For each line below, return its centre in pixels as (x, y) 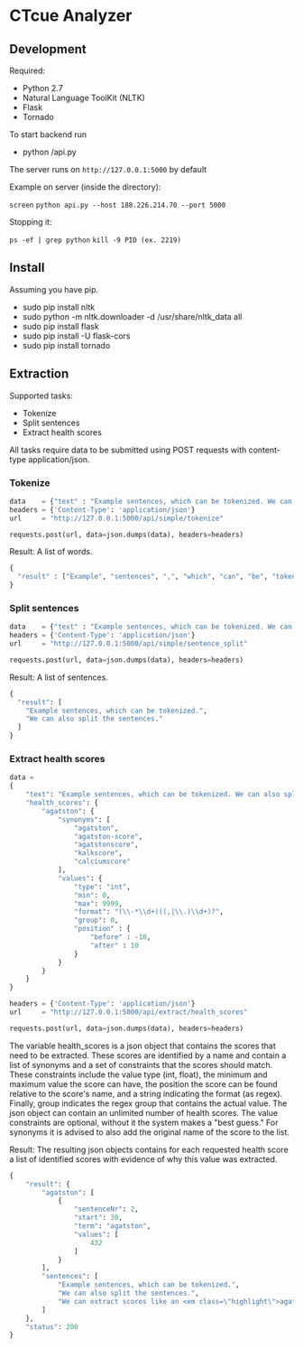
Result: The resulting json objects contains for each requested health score (149, 1149)
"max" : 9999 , (98, 904)
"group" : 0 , (96, 920)
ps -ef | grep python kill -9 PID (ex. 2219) (96, 240)
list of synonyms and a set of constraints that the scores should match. (141, 1064)
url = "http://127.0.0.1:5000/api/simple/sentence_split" (129, 644)
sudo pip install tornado (66, 345)
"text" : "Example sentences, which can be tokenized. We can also (153, 795)
